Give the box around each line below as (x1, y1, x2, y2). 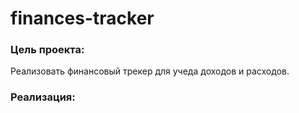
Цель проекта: (10, 43, 85, 57)
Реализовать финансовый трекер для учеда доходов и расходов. (10, 65, 290, 77)
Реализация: (10, 90, 76, 104)
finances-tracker (10, 7, 155, 30)
